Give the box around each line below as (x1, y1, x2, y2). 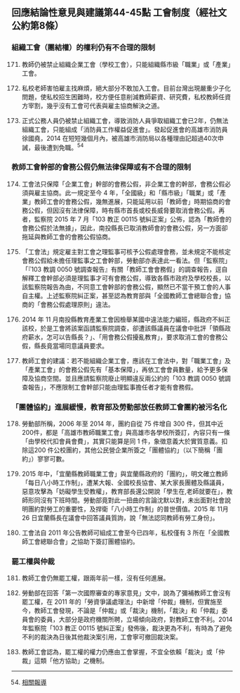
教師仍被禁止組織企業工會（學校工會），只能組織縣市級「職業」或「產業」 (21, 60, 231, 68)
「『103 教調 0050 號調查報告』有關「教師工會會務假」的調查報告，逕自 (21, 265, 228, 273)
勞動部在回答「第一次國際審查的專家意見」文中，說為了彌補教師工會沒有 (21, 589, 231, 597)
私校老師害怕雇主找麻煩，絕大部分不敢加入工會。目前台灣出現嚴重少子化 (21, 84, 231, 92)
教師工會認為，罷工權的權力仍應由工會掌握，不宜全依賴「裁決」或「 (21, 648, 219, 656)
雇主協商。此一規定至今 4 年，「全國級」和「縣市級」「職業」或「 (34, 189, 220, 197)
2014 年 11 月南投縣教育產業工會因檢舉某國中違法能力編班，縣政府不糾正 (21, 315, 231, 324)
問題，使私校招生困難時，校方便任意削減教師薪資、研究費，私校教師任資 (21, 92, 231, 101)
